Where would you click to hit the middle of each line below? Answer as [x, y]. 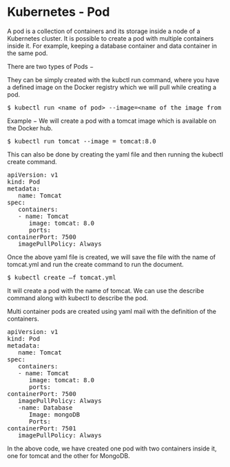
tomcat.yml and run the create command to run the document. [95, 264]
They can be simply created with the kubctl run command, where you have [113, 79]
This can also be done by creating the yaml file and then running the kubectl [115, 154]
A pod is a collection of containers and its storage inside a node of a [104, 31]
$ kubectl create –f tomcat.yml [62, 277]
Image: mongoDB [54, 414]
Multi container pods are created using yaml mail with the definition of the [112, 311]
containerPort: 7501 [42, 428]
